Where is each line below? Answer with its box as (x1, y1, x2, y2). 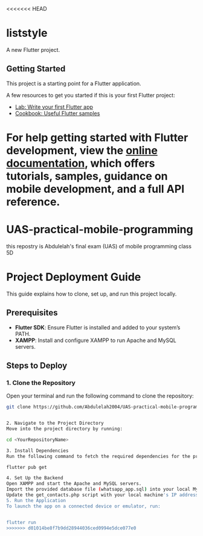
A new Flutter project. (6, 46, 60, 53)
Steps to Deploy (6, 361, 68, 371)
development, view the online (6, 143, 158, 157)
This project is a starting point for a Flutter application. (6, 80, 141, 87)
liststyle (6, 27, 48, 40)
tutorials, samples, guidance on (6, 169, 168, 183)
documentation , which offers (6, 157, 155, 170)
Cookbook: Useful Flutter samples (14, 109, 100, 117)
